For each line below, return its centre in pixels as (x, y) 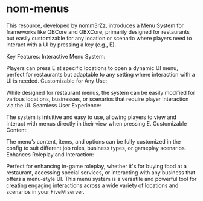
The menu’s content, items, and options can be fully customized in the (94, 141)
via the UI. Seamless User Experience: (54, 105)
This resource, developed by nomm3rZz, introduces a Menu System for (95, 25)
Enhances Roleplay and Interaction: (50, 154)
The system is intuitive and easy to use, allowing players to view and (92, 117)
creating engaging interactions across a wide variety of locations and (92, 185)
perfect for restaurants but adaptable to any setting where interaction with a (101, 74)
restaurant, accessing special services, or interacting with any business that (101, 172)
